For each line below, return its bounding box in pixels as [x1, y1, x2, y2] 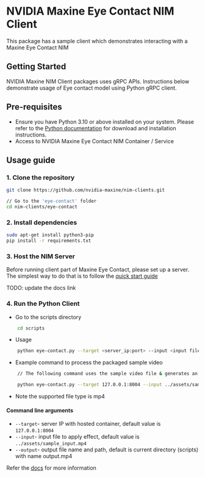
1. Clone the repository [6, 173, 75, 182]
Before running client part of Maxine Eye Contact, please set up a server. [6, 266, 190, 274]
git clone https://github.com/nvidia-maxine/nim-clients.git [6, 187, 165, 193]
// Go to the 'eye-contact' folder [6, 198, 97, 205]
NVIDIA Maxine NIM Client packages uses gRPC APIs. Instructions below [6, 77, 190, 85]
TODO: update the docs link [6, 284, 76, 292]
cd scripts [17, 325, 45, 331]
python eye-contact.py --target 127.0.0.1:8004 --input [17, 382, 163, 388]
